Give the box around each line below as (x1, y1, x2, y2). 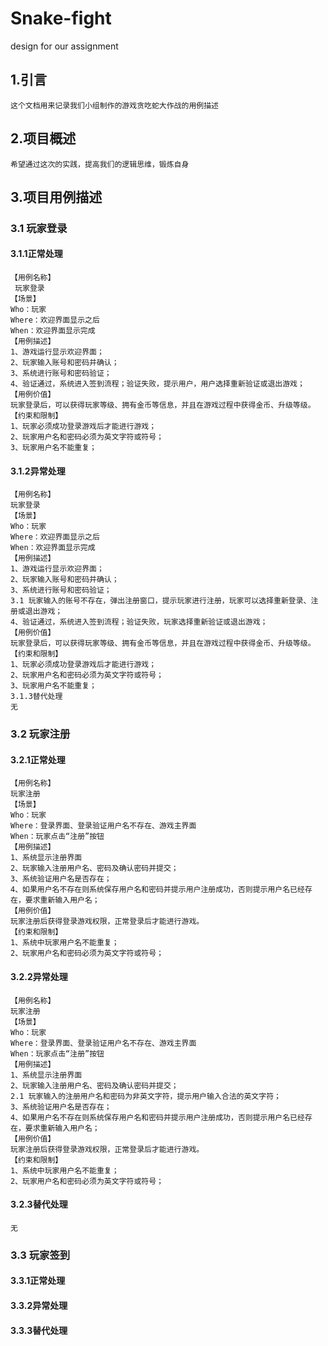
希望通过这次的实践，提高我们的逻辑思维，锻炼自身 (10, 159, 190, 169)
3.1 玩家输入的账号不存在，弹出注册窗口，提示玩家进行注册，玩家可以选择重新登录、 (10, 596, 312, 606)
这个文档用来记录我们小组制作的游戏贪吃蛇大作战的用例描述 (10, 100, 219, 111)
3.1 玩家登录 (10, 221, 68, 235)
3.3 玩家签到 (10, 1248, 71, 1262)
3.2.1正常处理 (10, 753, 66, 766)
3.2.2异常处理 (10, 971, 68, 982)
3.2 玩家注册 (10, 727, 71, 741)
